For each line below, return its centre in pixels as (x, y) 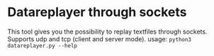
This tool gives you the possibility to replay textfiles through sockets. (107, 31)
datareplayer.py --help (43, 45)
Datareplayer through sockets (97, 12)
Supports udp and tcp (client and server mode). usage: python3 (100, 38)
